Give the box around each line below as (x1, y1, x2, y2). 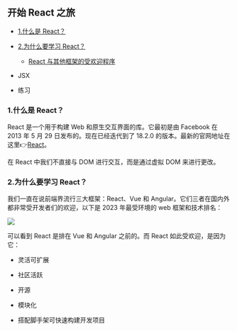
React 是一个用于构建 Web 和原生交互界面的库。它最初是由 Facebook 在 (7, 123, 219, 131)
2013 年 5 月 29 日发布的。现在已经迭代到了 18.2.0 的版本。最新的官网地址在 (7, 132, 231, 140)
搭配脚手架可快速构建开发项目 (17, 316, 105, 325)
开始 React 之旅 (7, 6, 76, 19)
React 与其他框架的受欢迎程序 (28, 57, 116, 65)
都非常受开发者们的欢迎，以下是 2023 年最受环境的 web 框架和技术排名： (7, 203, 223, 212)
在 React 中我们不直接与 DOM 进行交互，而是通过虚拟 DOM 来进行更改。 (7, 158, 220, 167)
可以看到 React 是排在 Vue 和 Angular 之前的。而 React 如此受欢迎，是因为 (7, 232, 226, 240)
